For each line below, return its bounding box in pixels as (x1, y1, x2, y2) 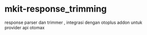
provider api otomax (4, 24, 45, 30)
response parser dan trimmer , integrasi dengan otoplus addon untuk (4, 19, 143, 25)
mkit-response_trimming (4, 3, 107, 15)
